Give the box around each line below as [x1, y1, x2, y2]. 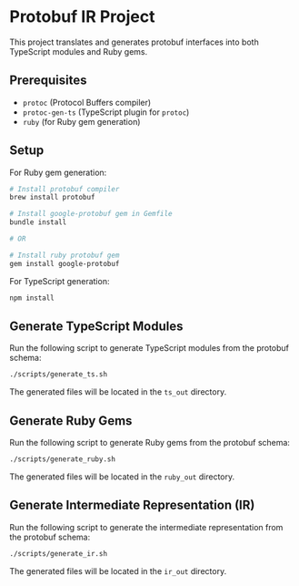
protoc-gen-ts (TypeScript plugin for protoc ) [22, 107, 190, 118]
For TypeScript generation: [9, 275, 110, 286]
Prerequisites [9, 73, 87, 88]
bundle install [9, 218, 67, 227]
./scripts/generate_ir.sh [9, 549, 107, 558]
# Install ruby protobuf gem [9, 251, 120, 260]
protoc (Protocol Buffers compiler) [22, 97, 152, 108]
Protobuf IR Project [9, 6, 155, 27]
